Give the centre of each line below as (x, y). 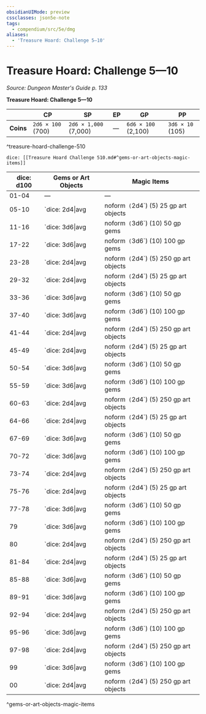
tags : (13, 23)
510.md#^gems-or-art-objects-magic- (144, 158)
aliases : (17, 35)
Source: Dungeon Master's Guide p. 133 (57, 88)
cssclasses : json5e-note (38, 18)
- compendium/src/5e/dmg (44, 29)
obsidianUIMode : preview (38, 12)
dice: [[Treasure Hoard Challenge (51, 158)
